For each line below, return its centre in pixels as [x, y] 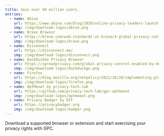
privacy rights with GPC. [30, 128]
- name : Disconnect [29, 46]
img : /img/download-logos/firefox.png [53, 82]
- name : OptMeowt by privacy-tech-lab [49, 87]
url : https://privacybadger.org [47, 105]
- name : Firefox [26, 73]
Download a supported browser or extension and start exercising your [75, 123]
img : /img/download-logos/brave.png [51, 41]
